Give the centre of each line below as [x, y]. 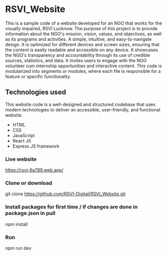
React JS [22, 141]
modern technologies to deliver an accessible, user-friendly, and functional [83, 109]
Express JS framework [36, 146]
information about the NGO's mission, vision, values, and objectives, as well [83, 34]
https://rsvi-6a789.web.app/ [34, 170]
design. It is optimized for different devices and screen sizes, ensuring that [82, 44]
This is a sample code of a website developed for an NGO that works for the [83, 23]
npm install [17, 224]
